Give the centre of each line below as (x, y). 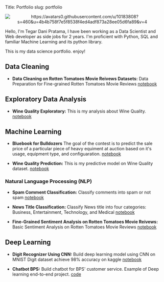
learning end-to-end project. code (47, 274)
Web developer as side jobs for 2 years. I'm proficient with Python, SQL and (82, 37)
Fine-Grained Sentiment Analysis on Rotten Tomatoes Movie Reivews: (85, 222)
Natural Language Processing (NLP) (48, 181)
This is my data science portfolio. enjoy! (45, 51)
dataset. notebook (31, 169)
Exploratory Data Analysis (46, 99)
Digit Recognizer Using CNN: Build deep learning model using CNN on (84, 254)
